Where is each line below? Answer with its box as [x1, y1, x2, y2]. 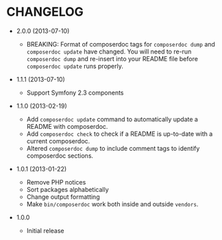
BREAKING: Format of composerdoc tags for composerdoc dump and [26, 40, 215, 48]
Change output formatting [26, 193, 100, 201]
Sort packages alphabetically [26, 185, 109, 193]
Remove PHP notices [26, 178, 86, 186]
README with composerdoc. [26, 122, 108, 130]
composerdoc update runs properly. [26, 62, 124, 70]
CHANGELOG [6, 4, 84, 20]
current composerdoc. [26, 136, 90, 145]
